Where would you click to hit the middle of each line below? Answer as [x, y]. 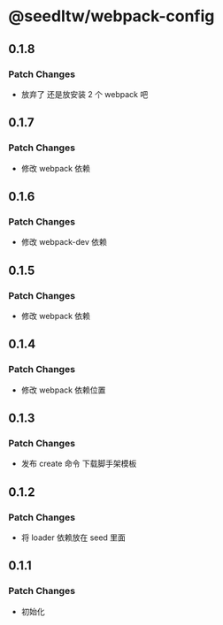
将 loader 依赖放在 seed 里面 [73, 537]
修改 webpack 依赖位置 [63, 390]
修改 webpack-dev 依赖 [64, 242]
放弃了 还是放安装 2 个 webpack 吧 [85, 94]
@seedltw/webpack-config [111, 16]
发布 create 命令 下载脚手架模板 [79, 464]
